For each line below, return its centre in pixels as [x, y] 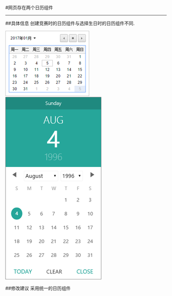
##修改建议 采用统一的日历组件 [38, 288]
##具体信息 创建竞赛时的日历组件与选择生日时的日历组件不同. [70, 23]
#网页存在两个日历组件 [29, 7]
